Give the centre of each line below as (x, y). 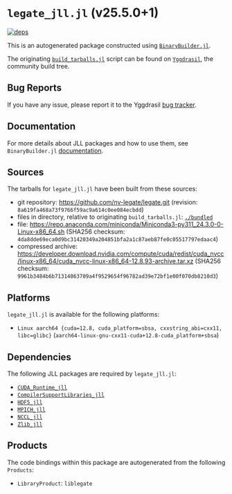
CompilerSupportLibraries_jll (61, 395)
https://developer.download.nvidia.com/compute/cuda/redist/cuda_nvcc (121, 254)
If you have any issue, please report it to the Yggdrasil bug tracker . (102, 105)
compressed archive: (47, 247)
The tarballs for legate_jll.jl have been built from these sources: (102, 189)
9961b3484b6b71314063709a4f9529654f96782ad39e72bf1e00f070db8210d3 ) (118, 276)
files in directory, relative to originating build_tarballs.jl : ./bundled (115, 217)
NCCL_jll (30, 417)
